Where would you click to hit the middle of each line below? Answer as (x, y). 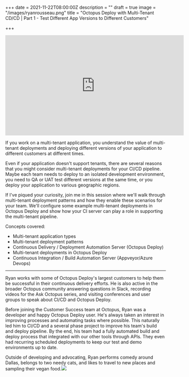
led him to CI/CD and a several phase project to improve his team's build (81, 326)
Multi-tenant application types (44, 236)
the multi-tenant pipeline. (32, 217)
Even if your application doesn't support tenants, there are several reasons (84, 163)
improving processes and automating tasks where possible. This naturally (83, 320)
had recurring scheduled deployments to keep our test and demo (74, 342)
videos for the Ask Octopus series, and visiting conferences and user (78, 294)
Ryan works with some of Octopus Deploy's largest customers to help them (85, 278)
